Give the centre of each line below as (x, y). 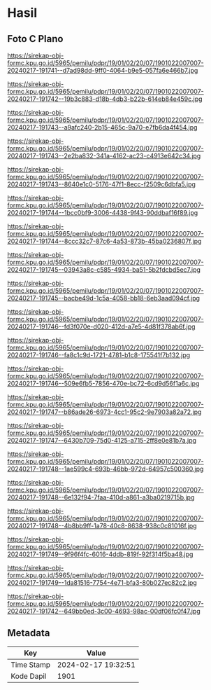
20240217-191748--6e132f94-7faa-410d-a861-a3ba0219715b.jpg (101, 497)
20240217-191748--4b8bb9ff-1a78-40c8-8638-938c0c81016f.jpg (102, 526)
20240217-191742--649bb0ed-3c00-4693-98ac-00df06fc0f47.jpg (104, 611)
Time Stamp (31, 665)
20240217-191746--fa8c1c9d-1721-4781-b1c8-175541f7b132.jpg (99, 355)
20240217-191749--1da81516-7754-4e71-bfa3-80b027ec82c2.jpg (102, 582)
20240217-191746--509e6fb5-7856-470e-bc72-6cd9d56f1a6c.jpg (103, 384)
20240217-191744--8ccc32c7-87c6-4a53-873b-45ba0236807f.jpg (104, 241)
